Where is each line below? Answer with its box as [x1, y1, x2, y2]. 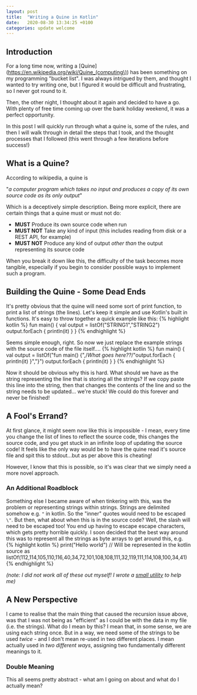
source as [6, 547, 31, 554]
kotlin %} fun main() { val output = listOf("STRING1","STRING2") [6, 321, 160, 328]
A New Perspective [6, 595, 78, 605]
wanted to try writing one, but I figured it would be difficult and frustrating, [6, 81, 186, 88]
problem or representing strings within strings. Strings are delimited [6, 504, 170, 511]
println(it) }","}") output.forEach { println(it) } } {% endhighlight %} [6, 357, 165, 365]
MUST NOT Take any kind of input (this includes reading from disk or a [14, 227, 186, 234]
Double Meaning [6, 663, 55, 671]
